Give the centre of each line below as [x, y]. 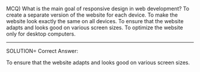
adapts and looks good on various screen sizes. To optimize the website [95, 27]
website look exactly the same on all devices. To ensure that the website [95, 21]
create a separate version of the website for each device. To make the [92, 15]
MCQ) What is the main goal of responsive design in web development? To [98, 9]
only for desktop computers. [41, 34]
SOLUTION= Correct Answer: [42, 51]
